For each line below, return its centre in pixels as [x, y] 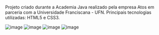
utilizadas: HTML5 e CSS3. [33, 17]
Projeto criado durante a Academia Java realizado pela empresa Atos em [80, 7]
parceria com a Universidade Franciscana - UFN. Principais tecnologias [78, 12]
